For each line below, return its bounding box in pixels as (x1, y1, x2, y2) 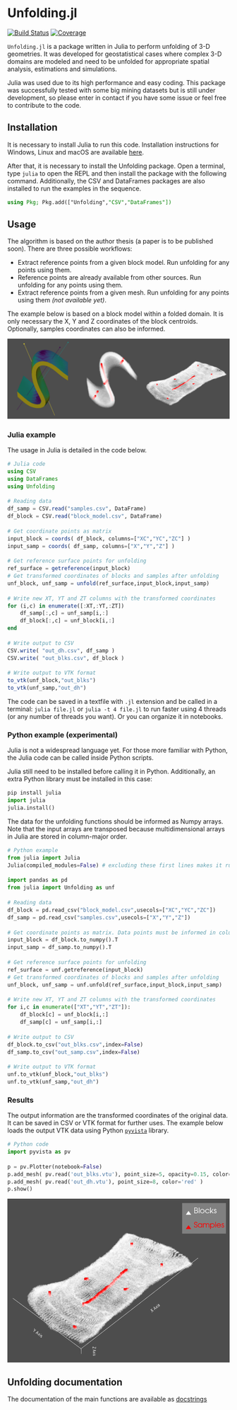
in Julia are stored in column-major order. (7, 832, 128, 841)
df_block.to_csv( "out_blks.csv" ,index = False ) (7, 1041, 143, 1048)
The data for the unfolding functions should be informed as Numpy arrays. (7, 817, 224, 826)
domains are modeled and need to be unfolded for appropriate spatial (7, 57, 209, 65)
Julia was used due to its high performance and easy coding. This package (7, 78, 226, 86)
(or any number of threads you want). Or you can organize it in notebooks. (7, 712, 224, 720)
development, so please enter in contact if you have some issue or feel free (7, 93, 227, 102)
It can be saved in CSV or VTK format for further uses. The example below (7, 1119, 224, 1127)
